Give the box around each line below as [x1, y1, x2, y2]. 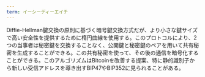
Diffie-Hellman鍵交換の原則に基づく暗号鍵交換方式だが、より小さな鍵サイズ [6, 26, 198, 33]
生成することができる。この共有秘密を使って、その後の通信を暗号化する [17, 49, 199, 56]
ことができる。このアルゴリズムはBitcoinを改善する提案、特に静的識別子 [6, 56, 190, 64]
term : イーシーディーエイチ [6, 8, 69, 15]
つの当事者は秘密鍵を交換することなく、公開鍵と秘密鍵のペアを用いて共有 [6, 41, 194, 49]
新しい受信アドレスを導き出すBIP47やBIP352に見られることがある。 [11, 64, 185, 72]
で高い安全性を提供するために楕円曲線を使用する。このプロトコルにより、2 [6, 34, 197, 41]
